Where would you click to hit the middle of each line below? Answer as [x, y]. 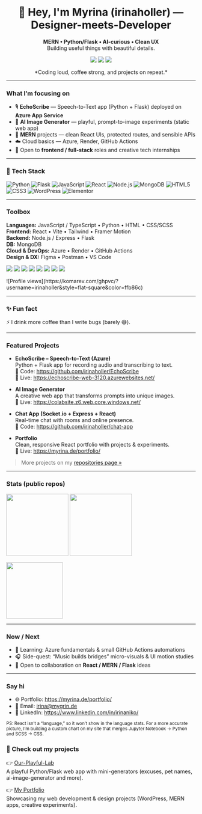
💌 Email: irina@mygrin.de [46, 706]
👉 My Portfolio [25, 789]
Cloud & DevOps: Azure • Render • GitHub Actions [69, 250]
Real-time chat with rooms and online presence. [74, 420]
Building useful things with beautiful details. [101, 48]
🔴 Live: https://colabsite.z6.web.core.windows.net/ [78, 402]
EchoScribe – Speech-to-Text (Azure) [63, 359]
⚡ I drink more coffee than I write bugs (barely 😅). [68, 322]
